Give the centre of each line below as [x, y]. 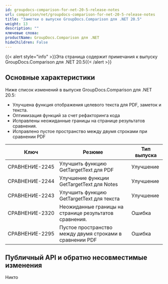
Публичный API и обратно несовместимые [76, 257]
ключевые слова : [22, 33]
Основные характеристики [50, 78]
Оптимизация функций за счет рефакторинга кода [66, 115]
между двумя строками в [90, 233]
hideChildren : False [27, 42]
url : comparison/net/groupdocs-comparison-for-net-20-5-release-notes [80, 14]
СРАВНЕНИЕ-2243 [31, 195]
